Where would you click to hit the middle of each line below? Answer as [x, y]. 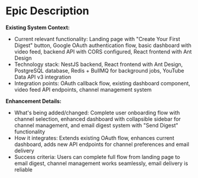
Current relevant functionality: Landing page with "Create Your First [97, 39]
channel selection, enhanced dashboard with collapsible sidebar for [98, 119]
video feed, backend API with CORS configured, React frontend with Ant [103, 51]
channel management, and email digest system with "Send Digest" [96, 125]
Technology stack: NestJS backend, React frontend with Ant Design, [98, 64]
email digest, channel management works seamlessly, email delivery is [101, 163]
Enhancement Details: [34, 101]
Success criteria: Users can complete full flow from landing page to [97, 157]
